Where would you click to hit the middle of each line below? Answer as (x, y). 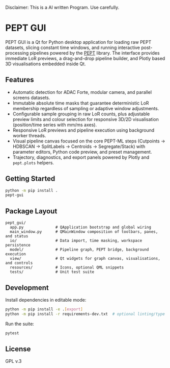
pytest (12, 333)
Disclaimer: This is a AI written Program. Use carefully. (62, 7)
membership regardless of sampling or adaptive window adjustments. (86, 108)
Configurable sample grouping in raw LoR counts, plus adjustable (81, 114)
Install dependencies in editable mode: (46, 300)
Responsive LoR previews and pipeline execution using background (83, 130)
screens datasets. (31, 97)
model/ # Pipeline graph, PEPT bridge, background (79, 250)
